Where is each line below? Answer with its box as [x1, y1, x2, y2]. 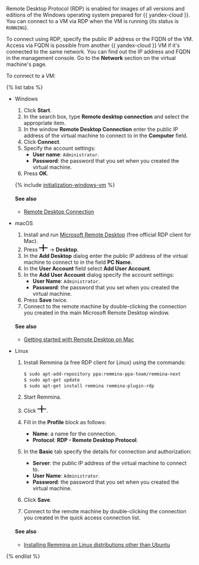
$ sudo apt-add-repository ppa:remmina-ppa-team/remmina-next [23, 371, 181, 377]
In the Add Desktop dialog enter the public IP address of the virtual [23, 252, 188, 260]
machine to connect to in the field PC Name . [23, 258, 132, 266]
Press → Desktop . [23, 246, 79, 253]
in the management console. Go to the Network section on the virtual [6, 55, 176, 61]
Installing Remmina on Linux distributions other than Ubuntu [23, 541, 170, 548]
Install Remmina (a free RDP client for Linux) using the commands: [23, 359, 186, 366]
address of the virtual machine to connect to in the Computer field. [23, 132, 188, 139]
